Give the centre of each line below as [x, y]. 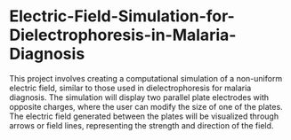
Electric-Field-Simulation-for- [122, 16]
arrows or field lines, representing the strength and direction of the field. [141, 125]
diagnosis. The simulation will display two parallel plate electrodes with [139, 97]
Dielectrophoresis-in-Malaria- [123, 35]
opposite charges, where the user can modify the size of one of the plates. [146, 106]
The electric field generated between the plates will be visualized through [144, 116]
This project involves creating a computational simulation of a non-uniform [146, 78]
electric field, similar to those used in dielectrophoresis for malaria [130, 88]
